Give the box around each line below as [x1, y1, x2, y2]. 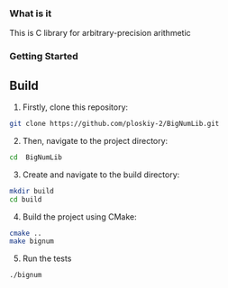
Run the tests [22, 253, 72, 264]
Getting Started [9, 50, 78, 63]
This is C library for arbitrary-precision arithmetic [9, 28, 191, 39]
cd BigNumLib [9, 152, 63, 162]
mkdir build [9, 186, 54, 195]
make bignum [9, 237, 54, 246]
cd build [9, 194, 42, 204]
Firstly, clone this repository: [22, 102, 129, 112]
